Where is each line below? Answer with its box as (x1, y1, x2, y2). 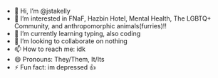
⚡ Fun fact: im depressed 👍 (14, 63, 96, 71)
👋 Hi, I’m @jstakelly (14, 7, 71, 15)
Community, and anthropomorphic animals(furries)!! (14, 22, 167, 30)
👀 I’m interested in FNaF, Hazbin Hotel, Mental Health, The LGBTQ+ (14, 14, 212, 23)
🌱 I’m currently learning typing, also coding (14, 29, 141, 38)
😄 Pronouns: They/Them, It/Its (14, 55, 105, 63)
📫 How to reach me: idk (14, 45, 85, 53)
